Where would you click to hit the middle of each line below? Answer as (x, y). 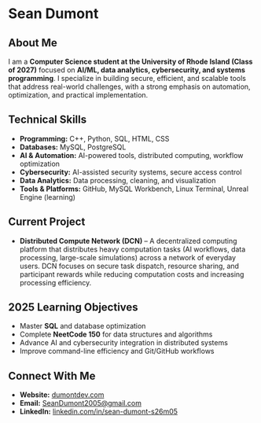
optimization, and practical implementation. (78, 95)
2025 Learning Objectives (74, 307)
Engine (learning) (48, 197)
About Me (33, 43)
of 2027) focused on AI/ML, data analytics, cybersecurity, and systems (127, 70)
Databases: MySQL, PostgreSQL (73, 147)
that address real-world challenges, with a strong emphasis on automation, (129, 86)
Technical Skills (48, 120)
